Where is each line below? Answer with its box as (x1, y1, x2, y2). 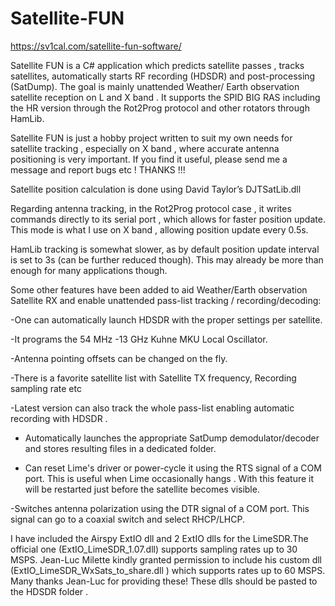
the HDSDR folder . (10, 585, 89, 597)
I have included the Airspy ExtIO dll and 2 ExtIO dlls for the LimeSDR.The (10, 532, 309, 544)
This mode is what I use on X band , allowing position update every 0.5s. (10, 223, 309, 236)
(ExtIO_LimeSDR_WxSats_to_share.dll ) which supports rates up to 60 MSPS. (10, 564, 326, 576)
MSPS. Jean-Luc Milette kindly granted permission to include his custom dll (10, 553, 322, 566)
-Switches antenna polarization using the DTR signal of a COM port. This (10, 502, 310, 514)
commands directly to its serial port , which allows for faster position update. (10, 213, 326, 225)
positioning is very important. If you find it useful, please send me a (10, 153, 288, 165)
